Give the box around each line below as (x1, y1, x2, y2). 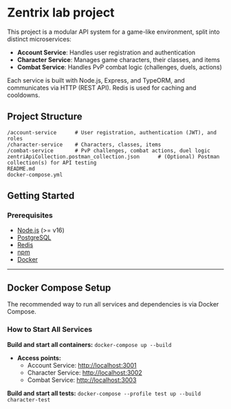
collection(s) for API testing (7, 159, 97, 166)
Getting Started (7, 190, 75, 202)
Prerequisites (7, 211, 53, 220)
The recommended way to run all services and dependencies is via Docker (7, 300, 219, 308)
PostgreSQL (16, 233, 52, 242)
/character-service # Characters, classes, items (7, 141, 162, 148)
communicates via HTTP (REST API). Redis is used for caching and (7, 83, 197, 92)
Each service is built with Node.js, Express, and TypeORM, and (7, 76, 186, 84)
